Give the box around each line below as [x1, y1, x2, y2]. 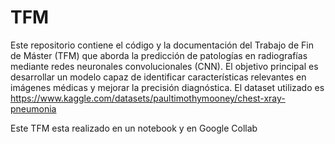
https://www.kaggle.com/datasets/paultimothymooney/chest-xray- [10, 92, 286, 104]
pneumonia [10, 102, 57, 115]
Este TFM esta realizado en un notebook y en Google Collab [10, 122, 258, 134]
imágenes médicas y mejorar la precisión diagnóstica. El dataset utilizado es [10, 81, 325, 93]
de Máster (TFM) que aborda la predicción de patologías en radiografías [10, 49, 308, 61]
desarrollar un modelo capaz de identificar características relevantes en [10, 71, 307, 83]
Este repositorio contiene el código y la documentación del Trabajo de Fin [10, 39, 314, 51]
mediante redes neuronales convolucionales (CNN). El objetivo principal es [10, 60, 319, 72]
